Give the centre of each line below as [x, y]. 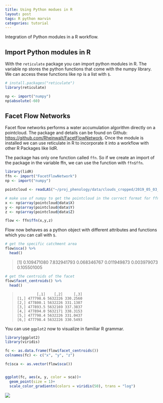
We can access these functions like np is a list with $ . [58, 74]
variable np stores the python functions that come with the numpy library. [78, 69]
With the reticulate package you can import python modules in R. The [76, 64]
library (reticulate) [26, 87]
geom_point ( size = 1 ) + [32, 382]
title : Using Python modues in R [39, 9]
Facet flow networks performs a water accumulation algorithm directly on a [80, 128]
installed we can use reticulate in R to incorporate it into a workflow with [77, 143]
